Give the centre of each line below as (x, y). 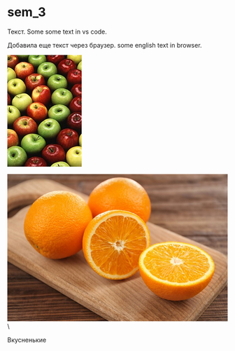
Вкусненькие (27, 340)
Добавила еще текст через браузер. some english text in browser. (105, 45)
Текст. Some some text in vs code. (57, 32)
